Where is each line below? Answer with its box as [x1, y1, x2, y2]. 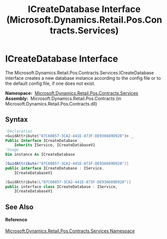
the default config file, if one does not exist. [5, 80, 95, 86]
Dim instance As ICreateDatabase [5, 152, 75, 157]
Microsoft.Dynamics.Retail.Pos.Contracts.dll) [5, 100, 98, 106]
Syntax [5, 115, 28, 124]
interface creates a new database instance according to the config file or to [5, 75, 161, 81]
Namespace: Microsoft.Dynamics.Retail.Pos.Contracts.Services [5, 90, 139, 96]
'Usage [5, 147, 19, 153]
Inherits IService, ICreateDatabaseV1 [14, 143, 95, 148]
